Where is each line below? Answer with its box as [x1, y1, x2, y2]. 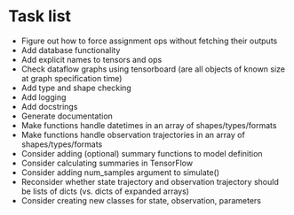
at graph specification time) [20, 73, 123, 83]
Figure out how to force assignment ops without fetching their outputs [20, 35, 278, 46]
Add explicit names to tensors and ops [20, 54, 163, 65]
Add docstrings [20, 101, 78, 111]
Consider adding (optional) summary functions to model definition [20, 148, 263, 158]
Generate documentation [20, 111, 113, 121]
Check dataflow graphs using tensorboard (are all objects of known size [20, 64, 286, 74]
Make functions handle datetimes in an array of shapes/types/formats [20, 119, 277, 130]
